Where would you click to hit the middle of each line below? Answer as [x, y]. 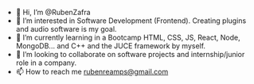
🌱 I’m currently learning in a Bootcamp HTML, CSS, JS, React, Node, [128, 37]
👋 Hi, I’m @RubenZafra [53, 12]
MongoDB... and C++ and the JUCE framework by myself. [110, 46]
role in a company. [46, 63]
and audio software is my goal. [66, 29]
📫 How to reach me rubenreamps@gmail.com [92, 72]
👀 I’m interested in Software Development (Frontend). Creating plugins [131, 21]
